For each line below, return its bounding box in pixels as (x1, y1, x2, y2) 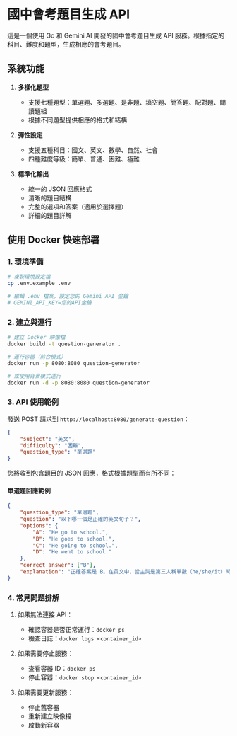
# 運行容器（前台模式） (7, 353, 67, 360)
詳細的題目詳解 (28, 211, 72, 219)
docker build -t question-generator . (7, 340, 121, 347)
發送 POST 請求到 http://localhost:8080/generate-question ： (7, 415, 190, 423)
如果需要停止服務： (17, 649, 74, 658)
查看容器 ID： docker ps (28, 665, 96, 673)
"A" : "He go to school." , (32, 529, 109, 536)
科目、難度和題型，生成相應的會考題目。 (7, 40, 125, 48)
